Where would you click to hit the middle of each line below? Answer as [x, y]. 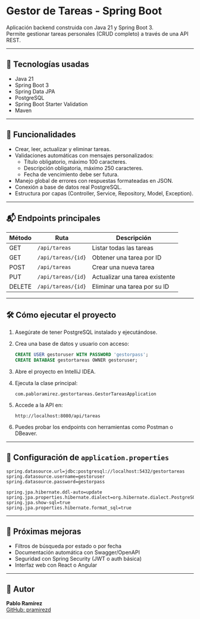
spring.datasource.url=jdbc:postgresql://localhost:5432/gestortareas [96, 471]
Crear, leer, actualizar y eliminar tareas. [63, 149]
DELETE [20, 287]
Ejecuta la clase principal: [46, 383]
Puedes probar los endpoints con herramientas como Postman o [94, 427]
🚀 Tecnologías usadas [48, 65]
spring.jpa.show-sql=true [38, 502]
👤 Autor [21, 589]
